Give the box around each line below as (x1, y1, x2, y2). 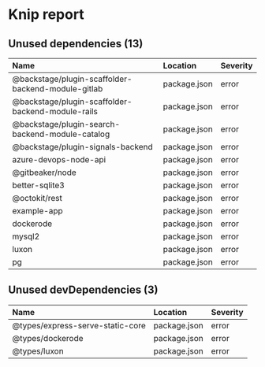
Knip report (8, 6, 84, 24)
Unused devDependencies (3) (8, 284, 159, 297)
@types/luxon (12, 345, 65, 356)
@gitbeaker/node (12, 167, 77, 178)
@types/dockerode (12, 332, 84, 343)
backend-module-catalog (12, 128, 110, 139)
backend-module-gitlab (12, 83, 103, 94)
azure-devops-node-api (12, 154, 106, 165)
